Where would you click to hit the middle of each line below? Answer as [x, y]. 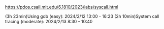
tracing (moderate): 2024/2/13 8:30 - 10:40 [49, 22]
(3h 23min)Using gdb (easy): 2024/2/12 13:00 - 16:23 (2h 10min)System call [82, 16]
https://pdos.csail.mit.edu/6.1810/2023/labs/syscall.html [62, 7]
